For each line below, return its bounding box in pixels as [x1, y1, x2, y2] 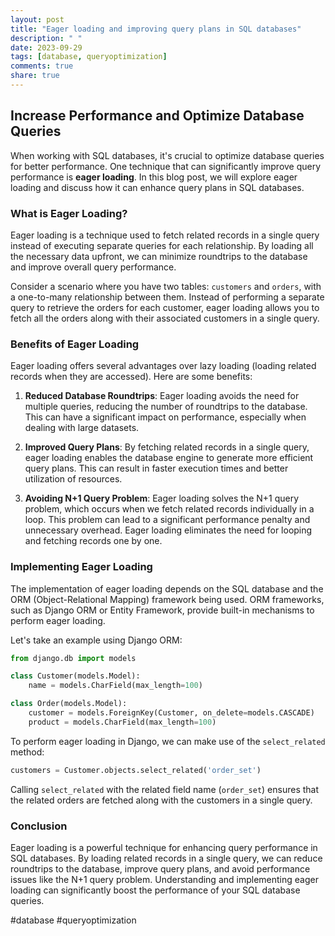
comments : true [10, 61, 74, 71]
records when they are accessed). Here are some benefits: [10, 371, 253, 383]
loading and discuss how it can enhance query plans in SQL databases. [10, 181, 305, 193]
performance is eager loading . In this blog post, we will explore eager [10, 171, 298, 183]
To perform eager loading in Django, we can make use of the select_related [10, 735, 326, 747]
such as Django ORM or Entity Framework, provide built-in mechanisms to [10, 604, 315, 616]
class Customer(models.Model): [10, 671, 141, 681]
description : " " [10, 33, 83, 43]
